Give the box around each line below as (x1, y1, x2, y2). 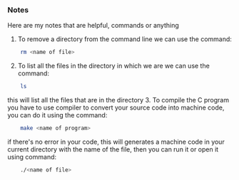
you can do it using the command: (7, 111, 108, 120)
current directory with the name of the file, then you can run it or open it (7, 144, 219, 154)
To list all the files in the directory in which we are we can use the (17, 62, 210, 70)
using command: (7, 152, 57, 161)
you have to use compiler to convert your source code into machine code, (7, 103, 225, 112)
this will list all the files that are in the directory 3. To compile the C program (7, 96, 230, 105)
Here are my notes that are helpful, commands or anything (7, 21, 180, 30)
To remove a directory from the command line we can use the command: (17, 35, 232, 43)
